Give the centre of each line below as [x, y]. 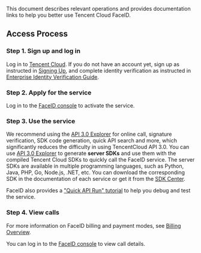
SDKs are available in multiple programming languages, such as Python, [95, 166]
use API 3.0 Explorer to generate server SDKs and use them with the [91, 153]
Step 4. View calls [33, 213]
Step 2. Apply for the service [49, 93]
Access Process [37, 34]
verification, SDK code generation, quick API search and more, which [91, 141]
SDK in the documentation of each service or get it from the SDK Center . [96, 179]
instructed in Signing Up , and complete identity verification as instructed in [99, 70]
